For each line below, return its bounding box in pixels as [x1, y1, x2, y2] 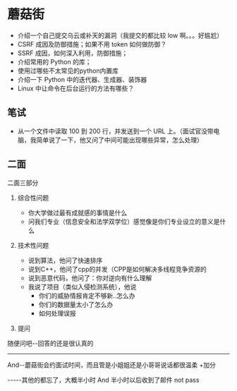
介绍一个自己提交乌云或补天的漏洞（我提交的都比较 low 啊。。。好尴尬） [17, 31, 224, 40]
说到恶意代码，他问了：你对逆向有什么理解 [28, 273, 152, 282]
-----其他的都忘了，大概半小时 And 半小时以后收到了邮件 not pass [7, 375, 200, 384]
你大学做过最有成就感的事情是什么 [28, 208, 128, 217]
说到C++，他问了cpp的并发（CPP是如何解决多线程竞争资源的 [28, 265, 207, 273]
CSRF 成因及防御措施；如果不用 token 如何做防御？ [17, 40, 167, 48]
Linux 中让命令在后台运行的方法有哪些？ [17, 84, 135, 92]
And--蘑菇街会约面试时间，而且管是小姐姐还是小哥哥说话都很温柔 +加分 [7, 361, 217, 369]
